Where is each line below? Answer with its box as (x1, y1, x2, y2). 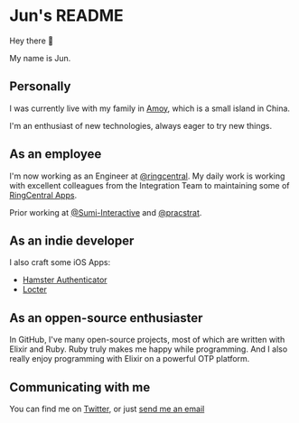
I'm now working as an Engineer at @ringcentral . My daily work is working (9, 170, 285, 181)
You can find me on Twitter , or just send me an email (9, 403, 205, 414)
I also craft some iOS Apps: (9, 257, 111, 268)
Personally (9, 78, 71, 95)
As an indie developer (9, 233, 135, 248)
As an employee (9, 146, 102, 162)
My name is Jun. (9, 52, 71, 63)
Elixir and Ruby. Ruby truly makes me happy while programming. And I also (9, 344, 288, 354)
